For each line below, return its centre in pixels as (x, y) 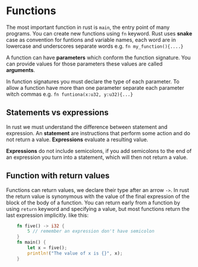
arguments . (21, 70)
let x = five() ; (47, 248)
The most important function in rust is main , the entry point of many (88, 27)
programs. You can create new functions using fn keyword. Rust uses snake (99, 33)
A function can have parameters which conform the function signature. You (98, 57)
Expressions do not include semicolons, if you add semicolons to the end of (99, 151)
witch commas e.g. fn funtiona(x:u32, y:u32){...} (70, 94)
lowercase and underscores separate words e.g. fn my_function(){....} (95, 46)
